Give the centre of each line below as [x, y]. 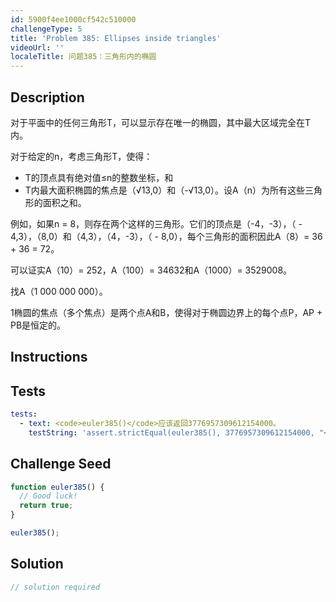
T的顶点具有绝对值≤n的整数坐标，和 [99, 177]
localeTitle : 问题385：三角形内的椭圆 [83, 57]
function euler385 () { [57, 487]
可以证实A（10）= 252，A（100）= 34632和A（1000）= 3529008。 [151, 270]
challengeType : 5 [46, 29]
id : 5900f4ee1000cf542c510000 [73, 19]
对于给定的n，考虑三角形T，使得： [81, 156]
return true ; [46, 506]
